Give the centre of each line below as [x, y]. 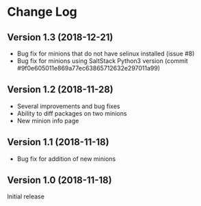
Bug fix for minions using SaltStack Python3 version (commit [102, 61]
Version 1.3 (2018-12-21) [60, 37]
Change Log [42, 12]
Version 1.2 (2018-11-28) [61, 90]
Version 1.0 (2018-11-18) [59, 180]
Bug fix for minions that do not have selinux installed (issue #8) [106, 53]
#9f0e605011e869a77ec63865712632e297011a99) [89, 68]
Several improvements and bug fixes [68, 106]
